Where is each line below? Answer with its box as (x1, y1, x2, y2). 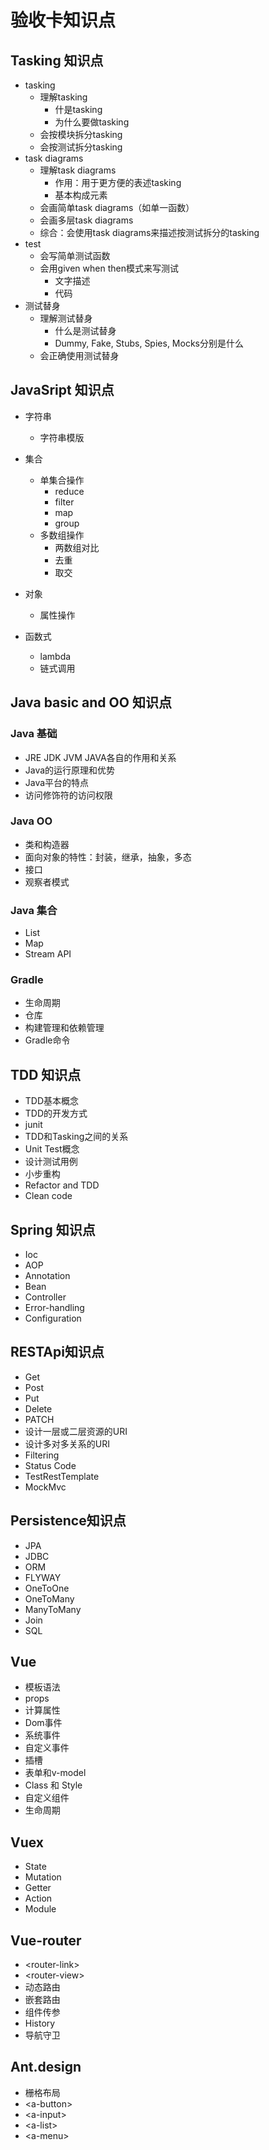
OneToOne (24, 1582, 70, 1594)
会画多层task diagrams (39, 214, 134, 226)
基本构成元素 (54, 189, 108, 201)
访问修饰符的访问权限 (24, 789, 113, 801)
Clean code (24, 1190, 73, 1202)
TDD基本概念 (24, 1095, 80, 1107)
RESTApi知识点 (10, 1344, 105, 1361)
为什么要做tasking (54, 116, 130, 128)
